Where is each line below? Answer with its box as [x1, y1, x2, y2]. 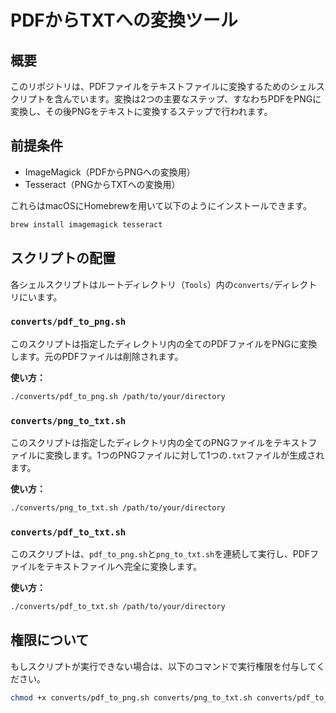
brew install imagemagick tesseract [10, 219, 163, 230]
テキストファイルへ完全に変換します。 [44, 561, 203, 573]
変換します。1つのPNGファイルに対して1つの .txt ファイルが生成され [44, 449, 325, 461]
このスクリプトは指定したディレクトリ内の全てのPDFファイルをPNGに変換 [10, 337, 318, 350]
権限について [10, 632, 90, 649]
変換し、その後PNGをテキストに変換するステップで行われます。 [10, 106, 273, 117]
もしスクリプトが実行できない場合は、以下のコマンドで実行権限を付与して [10, 660, 317, 672]
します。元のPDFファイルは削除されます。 [10, 350, 184, 362]
